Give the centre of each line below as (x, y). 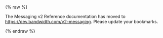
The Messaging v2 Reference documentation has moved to (65, 16)
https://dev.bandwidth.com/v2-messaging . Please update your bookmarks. (81, 22)
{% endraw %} (20, 31)
